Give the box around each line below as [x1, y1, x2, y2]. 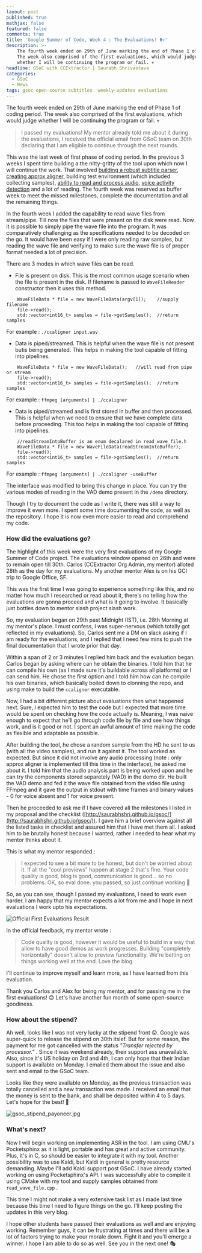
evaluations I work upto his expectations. [6, 904, 108, 911]
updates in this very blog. [6, 1208, 69, 1216]
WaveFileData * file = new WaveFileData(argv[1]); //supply [17, 296, 179, 302]
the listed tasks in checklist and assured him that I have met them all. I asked [6, 823, 196, 831]
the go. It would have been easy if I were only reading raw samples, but [6, 235, 183, 243]
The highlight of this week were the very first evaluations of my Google [6, 548, 182, 555]
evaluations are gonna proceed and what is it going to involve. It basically [6, 598, 188, 605]
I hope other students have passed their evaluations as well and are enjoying [6, 1220, 196, 1227]
